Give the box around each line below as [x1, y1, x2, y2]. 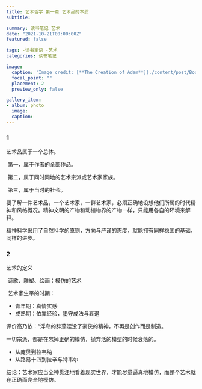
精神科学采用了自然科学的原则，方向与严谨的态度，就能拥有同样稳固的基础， [6, 227, 196, 234]
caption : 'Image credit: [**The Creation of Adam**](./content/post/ [11, 69, 189, 75]
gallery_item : [6, 97, 42, 103]
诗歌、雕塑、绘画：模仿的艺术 [7, 277, 82, 284]
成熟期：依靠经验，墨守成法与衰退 [14, 310, 100, 317]
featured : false [6, 37, 47, 43]
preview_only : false [11, 86, 63, 92]
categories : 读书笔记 [6, 53, 57, 59]
